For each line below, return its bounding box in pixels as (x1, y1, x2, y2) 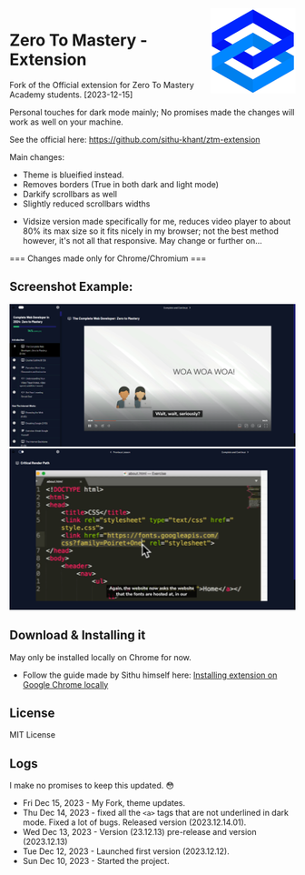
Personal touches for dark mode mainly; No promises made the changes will (9, 106, 295, 117)
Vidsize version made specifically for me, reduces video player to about (22, 216, 291, 226)
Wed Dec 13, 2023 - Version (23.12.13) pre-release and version (22, 827, 257, 838)
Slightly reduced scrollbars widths (22, 198, 151, 209)
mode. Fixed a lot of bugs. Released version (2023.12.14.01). (22, 817, 247, 828)
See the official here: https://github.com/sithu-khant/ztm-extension (9, 134, 261, 145)
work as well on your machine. (9, 116, 124, 127)
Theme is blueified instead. (22, 169, 124, 180)
